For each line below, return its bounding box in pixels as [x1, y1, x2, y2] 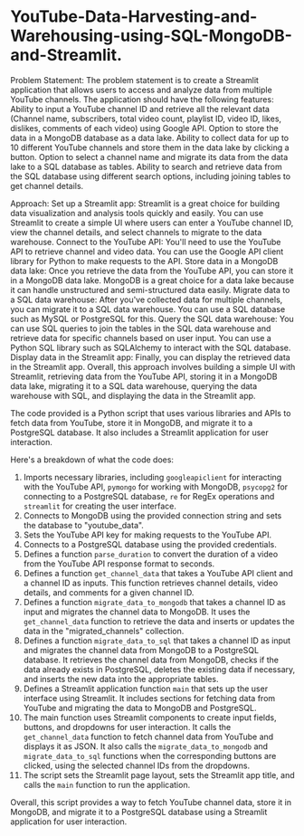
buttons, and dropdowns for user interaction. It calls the [23, 721, 232, 732]
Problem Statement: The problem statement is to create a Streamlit [10, 74, 259, 85]
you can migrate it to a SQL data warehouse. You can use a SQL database [10, 303, 286, 314]
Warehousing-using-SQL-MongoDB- [10, 25, 293, 46]
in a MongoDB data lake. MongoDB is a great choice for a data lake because [10, 274, 295, 286]
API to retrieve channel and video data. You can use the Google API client [10, 246, 284, 257]
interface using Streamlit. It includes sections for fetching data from [23, 692, 276, 703]
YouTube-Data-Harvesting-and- [10, 6, 258, 27]
